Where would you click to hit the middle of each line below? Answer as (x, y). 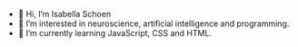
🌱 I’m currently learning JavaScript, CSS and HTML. (114, 33)
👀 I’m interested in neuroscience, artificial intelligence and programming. (154, 23)
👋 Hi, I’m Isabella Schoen (65, 14)
